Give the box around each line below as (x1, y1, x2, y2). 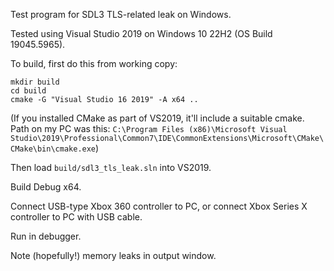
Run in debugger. (10, 230, 82, 242)
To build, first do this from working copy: (10, 58, 178, 69)
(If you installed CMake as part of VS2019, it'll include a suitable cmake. (10, 112, 305, 124)
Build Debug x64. (10, 181, 82, 193)
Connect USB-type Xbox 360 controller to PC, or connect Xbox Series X (10, 200, 308, 212)
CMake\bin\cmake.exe (10, 144, 97, 154)
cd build (10, 86, 47, 96)
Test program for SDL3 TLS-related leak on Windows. (10, 9, 232, 20)
